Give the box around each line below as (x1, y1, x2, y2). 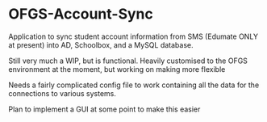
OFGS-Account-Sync (8, 5, 153, 23)
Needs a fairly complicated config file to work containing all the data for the (8, 80, 260, 90)
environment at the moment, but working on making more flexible (8, 64, 226, 74)
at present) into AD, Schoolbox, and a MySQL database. (8, 40, 194, 49)
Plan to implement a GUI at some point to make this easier (8, 104, 201, 114)
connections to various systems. (8, 88, 117, 98)
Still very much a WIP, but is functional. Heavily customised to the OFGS (8, 56, 248, 65)
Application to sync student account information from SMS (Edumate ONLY (8, 32, 259, 41)
